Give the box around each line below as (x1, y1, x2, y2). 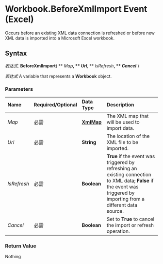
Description (106, 102, 134, 108)
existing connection (106, 171, 151, 178)
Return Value (5, 243, 36, 249)
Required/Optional (33, 102, 78, 108)
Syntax (5, 49, 27, 58)
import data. (106, 125, 134, 132)
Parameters (5, 85, 33, 92)
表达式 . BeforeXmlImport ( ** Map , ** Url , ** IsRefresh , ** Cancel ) (5, 62, 139, 69)
